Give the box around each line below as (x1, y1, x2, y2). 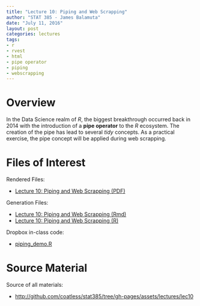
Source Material (6, 262, 88, 275)
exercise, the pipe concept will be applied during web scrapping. (6, 135, 166, 142)
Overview (6, 96, 56, 110)
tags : (6, 37, 20, 43)
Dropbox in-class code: (6, 229, 64, 236)
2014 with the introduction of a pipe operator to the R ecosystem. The (6, 122, 180, 130)
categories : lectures (6, 31, 61, 37)
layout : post (6, 25, 39, 32)
